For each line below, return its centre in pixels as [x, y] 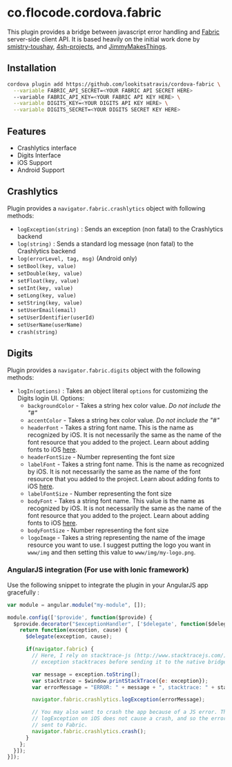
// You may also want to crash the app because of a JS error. [125, 712]
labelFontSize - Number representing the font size [99, 493]
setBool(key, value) [47, 266]
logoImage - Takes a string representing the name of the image [116, 537]
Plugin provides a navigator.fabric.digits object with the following [104, 370]
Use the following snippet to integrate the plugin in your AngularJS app [108, 585]
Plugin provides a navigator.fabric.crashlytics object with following [106, 208]
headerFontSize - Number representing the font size [101, 456]
